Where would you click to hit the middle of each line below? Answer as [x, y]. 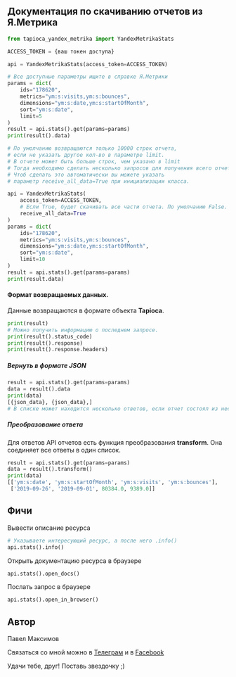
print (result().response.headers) [58, 350]
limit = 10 [33, 260]
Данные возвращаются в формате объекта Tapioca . [86, 310]
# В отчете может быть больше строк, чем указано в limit [94, 161]
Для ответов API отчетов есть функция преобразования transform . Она [115, 442]
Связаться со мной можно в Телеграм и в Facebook [86, 652]
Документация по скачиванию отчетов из [105, 12]
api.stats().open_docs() [44, 574]
